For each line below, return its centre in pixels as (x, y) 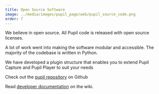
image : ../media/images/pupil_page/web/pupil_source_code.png (70, 14)
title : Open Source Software (35, 10)
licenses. (14, 38)
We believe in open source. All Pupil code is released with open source (77, 33)
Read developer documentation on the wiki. (49, 87)
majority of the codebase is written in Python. (51, 53)
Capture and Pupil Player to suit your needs (49, 67)
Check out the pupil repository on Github (46, 77)
